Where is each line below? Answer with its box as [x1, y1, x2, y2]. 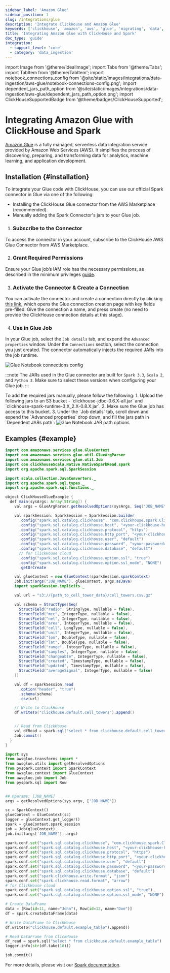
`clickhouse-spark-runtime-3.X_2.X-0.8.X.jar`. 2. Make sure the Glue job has [5, 403, 164, 410]
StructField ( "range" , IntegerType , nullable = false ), [18, 644, 137, 649]
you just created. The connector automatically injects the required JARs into [5, 347, 163, 353]
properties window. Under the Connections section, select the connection [5, 341, 159, 348]
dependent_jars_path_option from [5, 85, 76, 91]
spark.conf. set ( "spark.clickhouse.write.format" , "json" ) [5, 873, 130, 878]
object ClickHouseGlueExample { [5, 494, 73, 499]
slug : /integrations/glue [5, 17, 60, 22]
